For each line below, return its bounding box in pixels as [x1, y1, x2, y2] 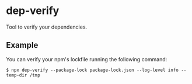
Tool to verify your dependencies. [6, 23, 88, 30]
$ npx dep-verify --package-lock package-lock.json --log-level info [6, 67, 179, 73]
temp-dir [6, 72, 27, 78]
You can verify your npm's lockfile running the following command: [6, 55, 167, 62]
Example [6, 40, 39, 50]
